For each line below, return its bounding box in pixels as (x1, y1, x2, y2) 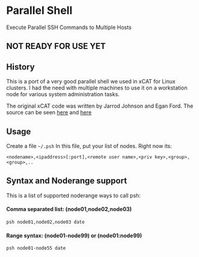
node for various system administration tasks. (6, 91, 120, 98)
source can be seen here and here (6, 109, 92, 116)
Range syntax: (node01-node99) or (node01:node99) (6, 232, 142, 239)
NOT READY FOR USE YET (6, 41, 106, 51)
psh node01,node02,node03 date (6, 219, 85, 225)
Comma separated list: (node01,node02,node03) (6, 206, 132, 213)
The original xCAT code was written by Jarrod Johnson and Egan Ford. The (6, 102, 194, 109)
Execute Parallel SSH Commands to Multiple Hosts (6, 24, 131, 31)
